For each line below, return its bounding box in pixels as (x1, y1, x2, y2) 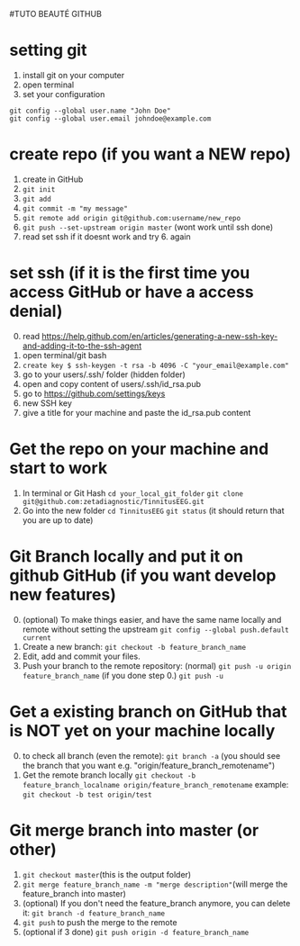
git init (22, 185, 56, 194)
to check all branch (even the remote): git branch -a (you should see (22, 750, 281, 761)
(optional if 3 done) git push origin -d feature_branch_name (22, 926, 250, 937)
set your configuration (22, 88, 105, 99)
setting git (9, 41, 87, 60)
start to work (9, 458, 108, 478)
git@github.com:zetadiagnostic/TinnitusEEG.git (22, 497, 205, 506)
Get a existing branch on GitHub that (9, 701, 287, 722)
